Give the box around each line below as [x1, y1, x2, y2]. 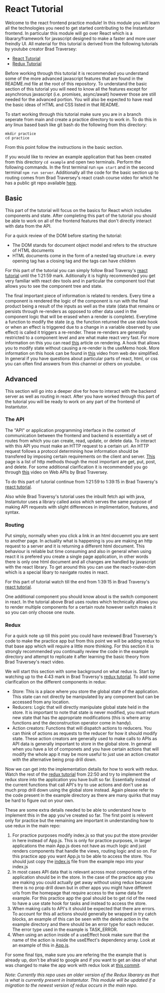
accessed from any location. [12, 699, 70, 705]
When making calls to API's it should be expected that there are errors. [12, 906, 156, 912]
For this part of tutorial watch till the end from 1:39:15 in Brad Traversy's [5, 579, 150, 585]
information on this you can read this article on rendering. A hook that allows [5, 340, 160, 345]
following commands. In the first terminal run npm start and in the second [5, 164, 154, 170]
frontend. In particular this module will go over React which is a [5, 30, 133, 36]
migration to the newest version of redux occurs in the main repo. [5, 982, 138, 989]
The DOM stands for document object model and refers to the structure [12, 242, 157, 248]
